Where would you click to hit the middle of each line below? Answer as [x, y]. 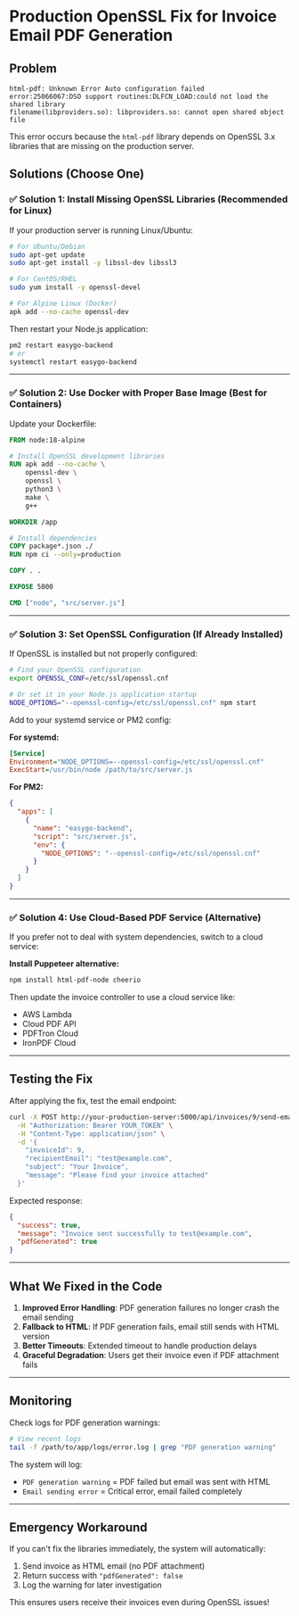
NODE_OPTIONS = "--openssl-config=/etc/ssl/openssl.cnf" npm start [133, 702]
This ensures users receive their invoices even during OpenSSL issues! [139, 1603]
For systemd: [34, 737]
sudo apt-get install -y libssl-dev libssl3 [93, 263]
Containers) [36, 404]
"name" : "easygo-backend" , [83, 828]
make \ [37, 497]
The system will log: [46, 1464]
